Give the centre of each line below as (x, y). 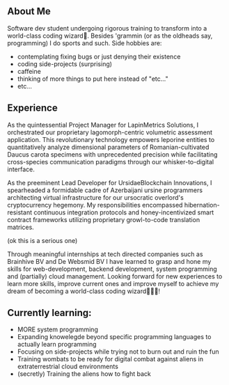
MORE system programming (58, 329)
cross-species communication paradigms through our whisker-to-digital (111, 162)
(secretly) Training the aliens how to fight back (84, 374)
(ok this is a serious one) (42, 240)
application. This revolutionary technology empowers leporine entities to (111, 139)
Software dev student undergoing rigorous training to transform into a (107, 28)
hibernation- (202, 205)
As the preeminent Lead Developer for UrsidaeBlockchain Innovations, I (110, 182)
